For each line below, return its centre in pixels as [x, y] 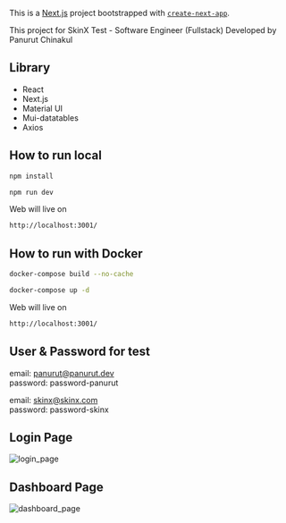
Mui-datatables [50, 118]
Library [30, 67]
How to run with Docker [76, 253]
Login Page [41, 437]
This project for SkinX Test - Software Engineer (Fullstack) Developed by [143, 30]
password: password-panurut [64, 383]
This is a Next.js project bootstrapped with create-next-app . [120, 13]
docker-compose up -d [50, 290]
